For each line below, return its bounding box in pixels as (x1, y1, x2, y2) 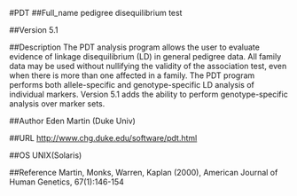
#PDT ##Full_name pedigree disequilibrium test (9, 8, 183, 18)
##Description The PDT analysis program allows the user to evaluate (9, 42, 260, 52)
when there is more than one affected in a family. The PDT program (9, 70, 255, 81)
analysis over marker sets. (9, 98, 106, 109)
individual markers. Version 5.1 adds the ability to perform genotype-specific (9, 89, 288, 99)
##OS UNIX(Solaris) (9, 150, 82, 161)
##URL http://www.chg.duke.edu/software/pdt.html (9, 133, 198, 143)
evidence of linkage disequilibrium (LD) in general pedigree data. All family (9, 51, 282, 61)
